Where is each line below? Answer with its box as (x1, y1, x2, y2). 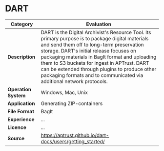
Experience (7, 116, 35, 123)
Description (7, 53, 36, 60)
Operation (7, 86, 32, 93)
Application (7, 100, 35, 107)
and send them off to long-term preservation (41, 41, 144, 48)
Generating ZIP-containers (41, 100, 103, 107)
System (7, 92, 26, 99)
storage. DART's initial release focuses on (41, 47, 137, 54)
